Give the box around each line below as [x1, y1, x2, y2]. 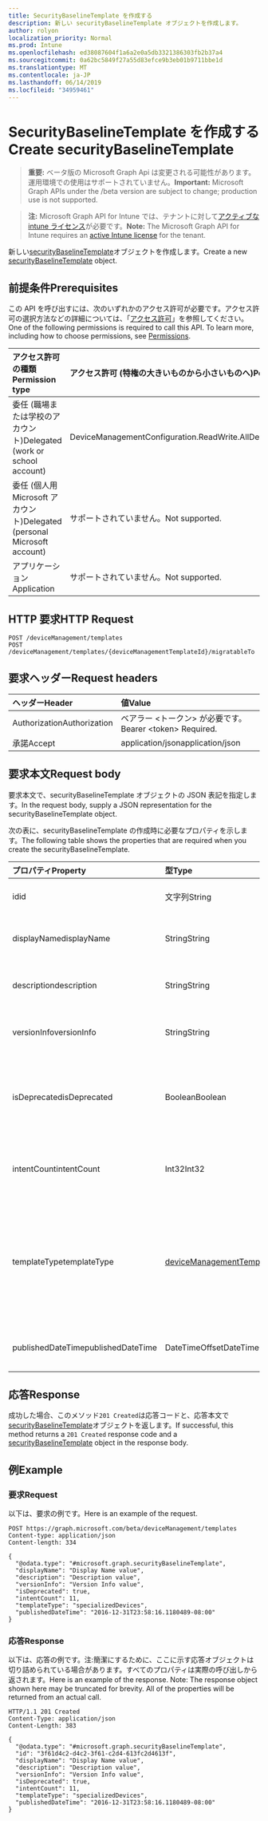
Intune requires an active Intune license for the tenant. [27, 231, 206, 240]
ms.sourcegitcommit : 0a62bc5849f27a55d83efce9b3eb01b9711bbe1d [8, 57, 223, 65]
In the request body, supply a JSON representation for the [21, 800, 212, 810]
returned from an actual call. [8, 1692, 102, 1702]
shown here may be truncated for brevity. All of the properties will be [8, 1684, 235, 1693]
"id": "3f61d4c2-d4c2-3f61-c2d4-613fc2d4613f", [15, 1750, 177, 1758]
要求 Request [8, 1489, 58, 1500]
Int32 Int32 [164, 1163, 205, 1174]
